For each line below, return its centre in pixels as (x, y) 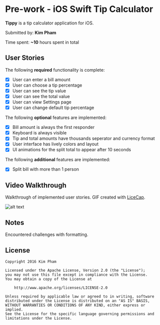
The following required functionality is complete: (55, 70)
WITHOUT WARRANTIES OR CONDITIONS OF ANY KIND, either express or (75, 305)
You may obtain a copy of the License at (49, 279)
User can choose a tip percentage (47, 85)
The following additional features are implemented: (58, 160)
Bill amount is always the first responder (53, 127)
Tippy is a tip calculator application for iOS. (49, 23)
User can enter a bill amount (41, 79)
